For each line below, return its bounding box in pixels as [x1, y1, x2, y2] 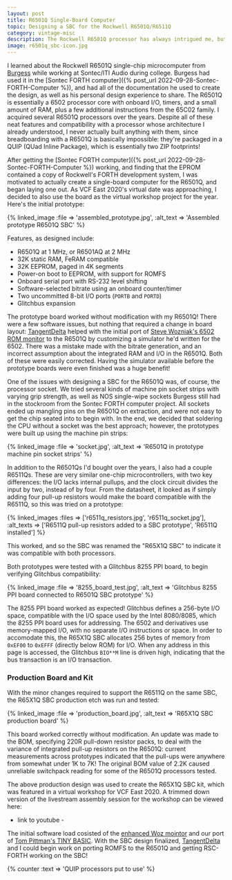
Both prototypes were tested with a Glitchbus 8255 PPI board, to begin [7, 563, 209, 570]
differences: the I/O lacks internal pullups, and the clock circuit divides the [7, 478, 219, 486]
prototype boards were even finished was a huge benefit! [7, 364, 171, 372]
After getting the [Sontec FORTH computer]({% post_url [7, 156, 166, 164]
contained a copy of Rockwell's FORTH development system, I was [7, 170, 198, 179]
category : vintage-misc [7, 29, 76, 37]
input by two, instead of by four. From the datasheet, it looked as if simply [7, 486, 216, 493]
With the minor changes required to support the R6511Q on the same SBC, [7, 689, 217, 697]
